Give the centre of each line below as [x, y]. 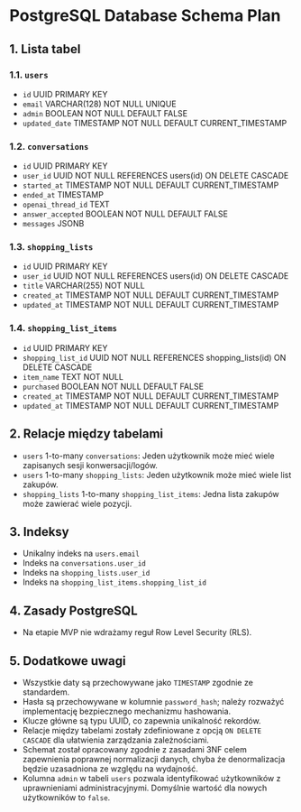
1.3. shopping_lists [51, 247]
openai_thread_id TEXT [66, 205]
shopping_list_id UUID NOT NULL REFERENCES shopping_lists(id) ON [154, 357]
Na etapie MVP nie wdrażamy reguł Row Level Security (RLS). [137, 632]
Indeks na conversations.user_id [84, 563]
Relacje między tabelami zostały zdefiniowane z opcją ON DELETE [142, 731]
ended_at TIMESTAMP [63, 195]
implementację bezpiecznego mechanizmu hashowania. [127, 711]
